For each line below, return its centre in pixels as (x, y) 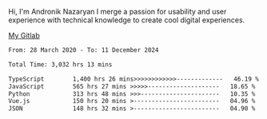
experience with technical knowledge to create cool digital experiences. (127, 20)
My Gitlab (24, 36)
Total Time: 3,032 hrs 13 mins (60, 64)
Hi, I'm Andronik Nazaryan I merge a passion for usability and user (118, 12)
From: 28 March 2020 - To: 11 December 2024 (84, 50)
